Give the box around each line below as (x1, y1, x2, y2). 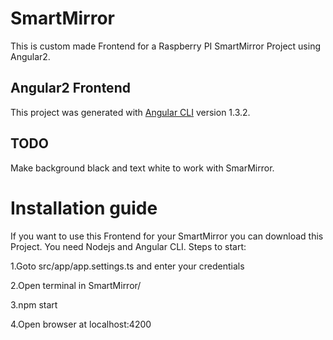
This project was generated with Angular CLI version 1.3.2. (10, 106, 251, 118)
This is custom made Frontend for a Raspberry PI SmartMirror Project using (10, 40, 321, 52)
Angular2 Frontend (10, 80, 131, 97)
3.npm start (10, 298, 58, 311)
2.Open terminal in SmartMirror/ (10, 279, 142, 291)
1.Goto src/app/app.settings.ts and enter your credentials (10, 260, 245, 272)
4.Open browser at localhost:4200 (10, 318, 152, 330)
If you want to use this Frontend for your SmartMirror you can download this (10, 230, 324, 242)
